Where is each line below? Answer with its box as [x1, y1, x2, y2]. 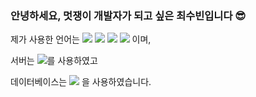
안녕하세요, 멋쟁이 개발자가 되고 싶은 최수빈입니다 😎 [10, 8, 247, 22]
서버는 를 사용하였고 [10, 55, 98, 67]
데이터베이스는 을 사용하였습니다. [10, 76, 152, 88]
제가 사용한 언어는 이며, [10, 33, 152, 46]
